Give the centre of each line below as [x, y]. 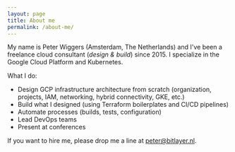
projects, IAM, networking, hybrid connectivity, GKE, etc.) [101, 97]
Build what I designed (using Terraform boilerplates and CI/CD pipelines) [123, 105]
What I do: [22, 76]
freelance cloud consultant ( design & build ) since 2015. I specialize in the [114, 54]
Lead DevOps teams [47, 119]
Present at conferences [52, 127]
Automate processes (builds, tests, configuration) [90, 112]
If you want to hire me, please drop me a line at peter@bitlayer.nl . [102, 141]
